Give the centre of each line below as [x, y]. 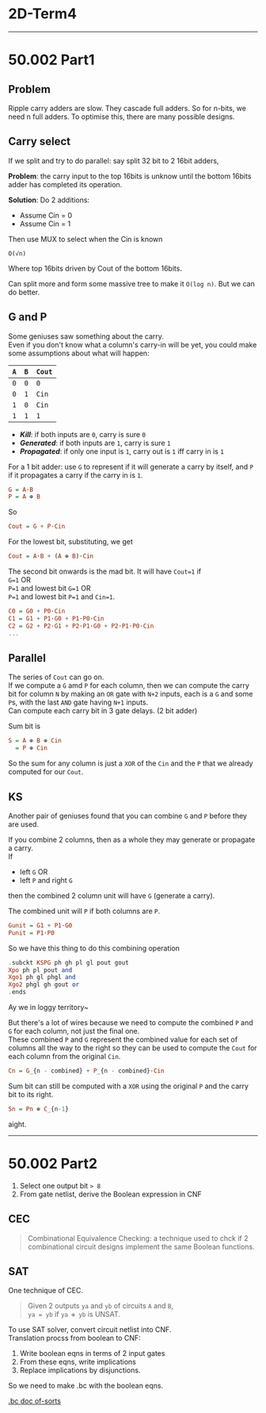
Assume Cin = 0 [46, 215]
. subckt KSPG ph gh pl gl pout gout [68, 962]
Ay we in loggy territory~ [48, 1008]
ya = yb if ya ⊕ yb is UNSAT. [74, 1315]
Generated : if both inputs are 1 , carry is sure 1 [95, 443]
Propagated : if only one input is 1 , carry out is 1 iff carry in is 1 [122, 451]
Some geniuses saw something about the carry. [86, 336]
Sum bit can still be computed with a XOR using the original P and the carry [129, 1086]
